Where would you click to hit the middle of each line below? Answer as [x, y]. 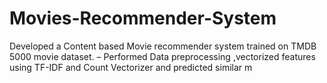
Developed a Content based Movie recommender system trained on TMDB [163, 46]
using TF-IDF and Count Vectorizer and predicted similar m [131, 67]
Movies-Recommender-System [143, 18]
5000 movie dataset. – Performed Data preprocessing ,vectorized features [162, 56]
